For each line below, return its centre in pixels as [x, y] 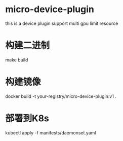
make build [17, 60]
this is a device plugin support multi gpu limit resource [62, 23]
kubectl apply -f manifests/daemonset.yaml [51, 132]
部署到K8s [27, 118]
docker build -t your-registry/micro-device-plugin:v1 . [61, 96]
